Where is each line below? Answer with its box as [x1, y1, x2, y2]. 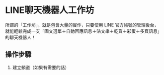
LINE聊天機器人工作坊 [5, 4, 94, 16]
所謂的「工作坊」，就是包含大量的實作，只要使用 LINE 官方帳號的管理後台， [5, 22, 159, 28]
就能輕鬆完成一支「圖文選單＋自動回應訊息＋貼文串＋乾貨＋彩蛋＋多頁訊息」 [5, 28, 162, 34]
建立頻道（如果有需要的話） [12, 64, 70, 70]
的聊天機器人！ [5, 34, 36, 40]
